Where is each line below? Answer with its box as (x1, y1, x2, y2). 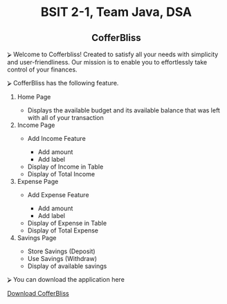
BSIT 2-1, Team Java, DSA (40, 4, 192, 20)
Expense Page (17, 178, 59, 185)
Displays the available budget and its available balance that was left (27, 106, 220, 115)
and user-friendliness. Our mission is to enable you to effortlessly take (7, 58, 208, 66)
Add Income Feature (27, 135, 87, 142)
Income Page (17, 121, 55, 129)
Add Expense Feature (27, 191, 89, 199)
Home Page (17, 93, 51, 101)
